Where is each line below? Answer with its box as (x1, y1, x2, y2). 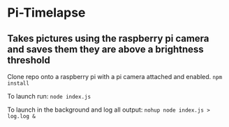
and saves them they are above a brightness (7, 43, 204, 55)
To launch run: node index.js (7, 92, 91, 100)
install (7, 80, 30, 87)
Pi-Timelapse (7, 5, 86, 21)
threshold (7, 54, 51, 66)
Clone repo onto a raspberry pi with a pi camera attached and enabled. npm (7, 73, 223, 81)
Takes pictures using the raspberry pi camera (7, 33, 209, 44)
